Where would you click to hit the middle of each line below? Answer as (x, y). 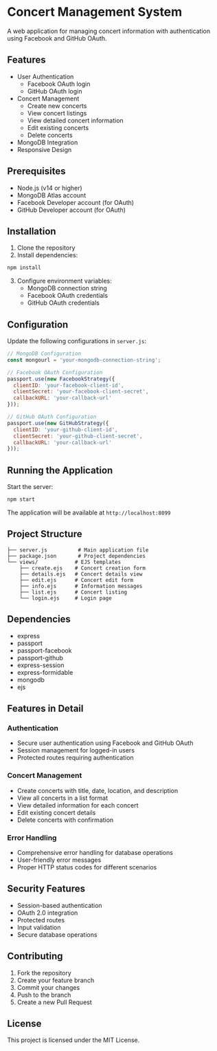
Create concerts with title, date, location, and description (98, 790)
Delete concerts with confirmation (65, 820)
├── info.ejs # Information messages (81, 586)
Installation (32, 231)
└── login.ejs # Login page (66, 598)
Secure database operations (57, 934)
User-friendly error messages (59, 860)
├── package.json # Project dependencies (77, 556)
